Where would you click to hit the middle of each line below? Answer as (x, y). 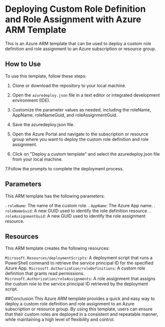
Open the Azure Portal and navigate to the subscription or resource (80, 134)
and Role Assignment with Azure (73, 19)
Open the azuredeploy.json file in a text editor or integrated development (86, 95)
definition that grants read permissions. (45, 273)
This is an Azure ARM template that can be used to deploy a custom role (78, 43)
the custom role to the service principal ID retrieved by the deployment (77, 284)
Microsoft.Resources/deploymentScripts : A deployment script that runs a (79, 258)
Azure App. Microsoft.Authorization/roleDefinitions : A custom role (75, 268)
